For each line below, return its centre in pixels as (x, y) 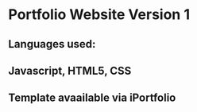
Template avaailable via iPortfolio (92, 98)
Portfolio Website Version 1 (99, 15)
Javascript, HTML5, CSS (70, 70)
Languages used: (52, 44)
